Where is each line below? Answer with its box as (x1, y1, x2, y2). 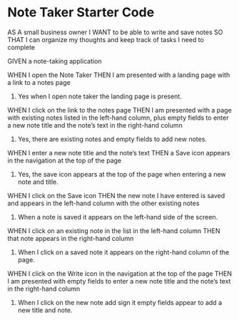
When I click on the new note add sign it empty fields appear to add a (17, 298, 223, 306)
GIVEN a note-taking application (7, 56, 102, 65)
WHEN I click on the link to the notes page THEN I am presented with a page (7, 105, 232, 114)
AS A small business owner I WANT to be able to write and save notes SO (7, 28, 223, 36)
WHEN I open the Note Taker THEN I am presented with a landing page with (7, 71, 230, 79)
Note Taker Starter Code (7, 4, 155, 21)
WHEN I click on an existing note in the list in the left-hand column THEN (7, 226, 220, 235)
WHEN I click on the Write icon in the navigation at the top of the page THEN (7, 269, 232, 278)
